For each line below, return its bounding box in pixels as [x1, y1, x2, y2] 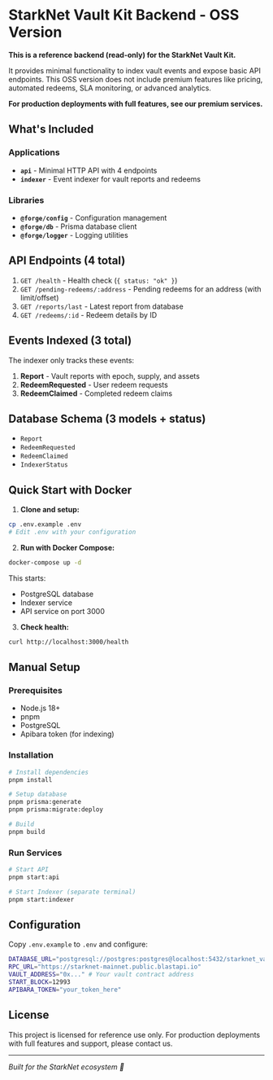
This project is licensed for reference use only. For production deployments [8, 1030, 261, 1039]
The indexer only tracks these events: [8, 355, 135, 365]
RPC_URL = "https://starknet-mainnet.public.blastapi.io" [8, 963, 201, 971]
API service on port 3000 [19, 606, 106, 616]
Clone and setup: [19, 505, 80, 515]
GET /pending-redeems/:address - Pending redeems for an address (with [19, 283, 262, 294]
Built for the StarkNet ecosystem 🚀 [8, 1061, 124, 1072]
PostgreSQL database [19, 589, 94, 599]
